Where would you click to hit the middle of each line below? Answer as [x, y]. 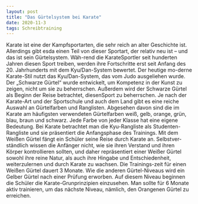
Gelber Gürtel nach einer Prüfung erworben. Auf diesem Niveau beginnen [96, 177]
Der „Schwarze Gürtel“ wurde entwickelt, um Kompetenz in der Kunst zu [94, 83]
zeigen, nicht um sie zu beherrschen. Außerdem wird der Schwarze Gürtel [97, 89]
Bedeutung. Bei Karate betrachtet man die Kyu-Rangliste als [79, 127]
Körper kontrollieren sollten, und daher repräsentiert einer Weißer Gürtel [94, 152]
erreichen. [19, 196]
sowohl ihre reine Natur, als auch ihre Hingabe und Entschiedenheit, [89, 158]
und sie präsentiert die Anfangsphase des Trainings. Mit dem [104, 133]
